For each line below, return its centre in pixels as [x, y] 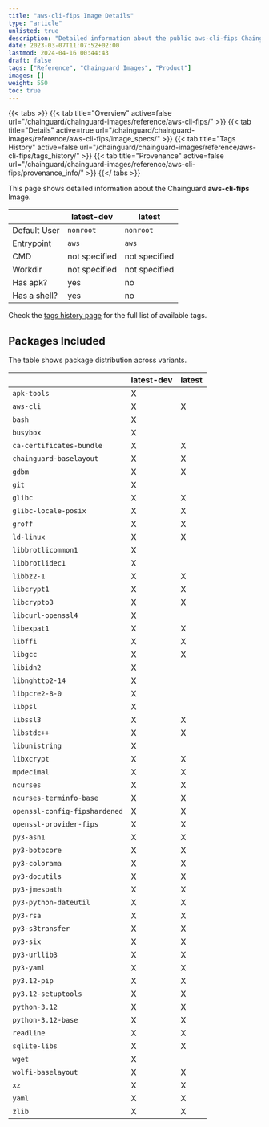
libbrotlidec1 [39, 563]
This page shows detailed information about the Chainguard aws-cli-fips [129, 189]
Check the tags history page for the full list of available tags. [108, 316]
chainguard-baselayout [55, 459]
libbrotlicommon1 [45, 550]
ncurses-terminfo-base [55, 798]
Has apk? [30, 283]
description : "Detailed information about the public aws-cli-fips [123, 38]
